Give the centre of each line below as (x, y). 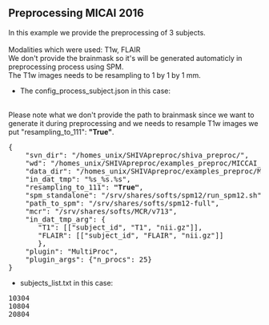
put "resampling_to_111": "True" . (61, 132)
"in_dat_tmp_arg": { (65, 219)
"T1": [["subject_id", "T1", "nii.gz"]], (120, 227)
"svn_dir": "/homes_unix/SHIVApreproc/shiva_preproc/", (137, 155)
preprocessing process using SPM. (66, 67)
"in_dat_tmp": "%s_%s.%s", (78, 179)
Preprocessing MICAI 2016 (76, 13)
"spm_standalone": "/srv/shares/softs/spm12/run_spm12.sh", (146, 195)
